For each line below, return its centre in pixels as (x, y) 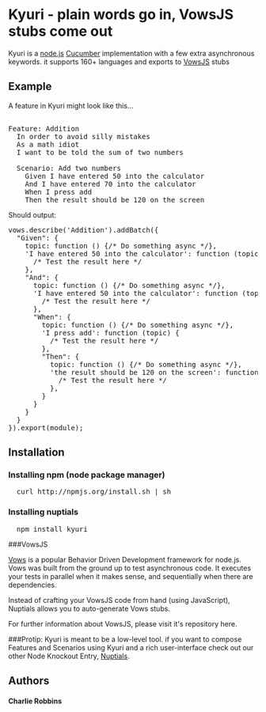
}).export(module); (46, 428)
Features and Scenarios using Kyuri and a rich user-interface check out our (131, 647)
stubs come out (61, 31)
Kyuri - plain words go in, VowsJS (121, 15)
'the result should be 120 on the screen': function (154, 372)
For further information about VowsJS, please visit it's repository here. (123, 623)
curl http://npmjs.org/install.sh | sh (94, 492)
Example (30, 87)
